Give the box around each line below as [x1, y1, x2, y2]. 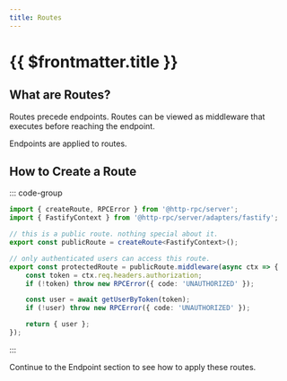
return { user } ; [25, 320, 91, 329]
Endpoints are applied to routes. [9, 138, 127, 149]
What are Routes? [9, 87, 111, 103]
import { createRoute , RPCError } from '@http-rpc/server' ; [9, 205, 239, 214]
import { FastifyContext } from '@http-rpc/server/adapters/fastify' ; [9, 213, 279, 222]
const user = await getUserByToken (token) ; [25, 295, 191, 305]
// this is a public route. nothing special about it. [9, 229, 219, 238]
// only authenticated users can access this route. [9, 254, 211, 263]
